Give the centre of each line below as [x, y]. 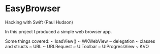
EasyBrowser [33, 9]
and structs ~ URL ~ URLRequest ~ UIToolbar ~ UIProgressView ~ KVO [77, 46]
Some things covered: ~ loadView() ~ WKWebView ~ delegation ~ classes [80, 41]
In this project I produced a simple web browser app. [59, 31]
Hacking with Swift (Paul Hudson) [39, 22]
